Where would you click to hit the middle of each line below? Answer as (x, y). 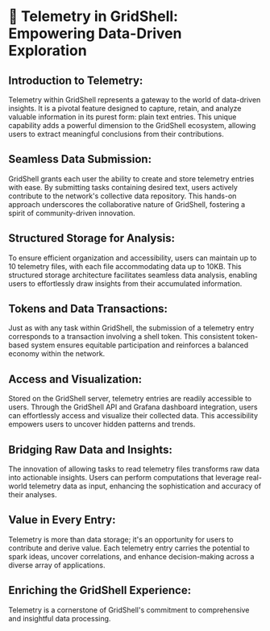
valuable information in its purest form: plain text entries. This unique (123, 117)
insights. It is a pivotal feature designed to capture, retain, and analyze (125, 108)
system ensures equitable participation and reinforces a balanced (140, 345)
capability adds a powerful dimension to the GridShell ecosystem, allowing (132, 125)
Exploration (48, 51)
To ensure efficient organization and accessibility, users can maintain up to (133, 258)
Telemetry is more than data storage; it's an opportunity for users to (121, 539)
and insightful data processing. (60, 618)
